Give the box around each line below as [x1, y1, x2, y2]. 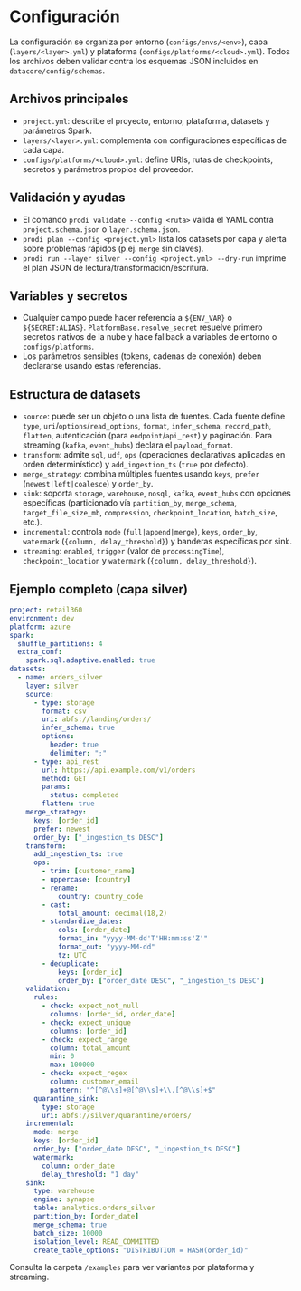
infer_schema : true [42, 723, 116, 733]
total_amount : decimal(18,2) [57, 909, 168, 918]
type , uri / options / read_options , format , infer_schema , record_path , [22, 420, 272, 431]
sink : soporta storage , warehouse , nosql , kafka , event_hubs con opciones [22, 487, 291, 499]
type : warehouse [33, 1187, 95, 1196]
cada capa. [22, 144, 65, 155]
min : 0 [49, 1052, 75, 1061]
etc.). [22, 516, 42, 527]
